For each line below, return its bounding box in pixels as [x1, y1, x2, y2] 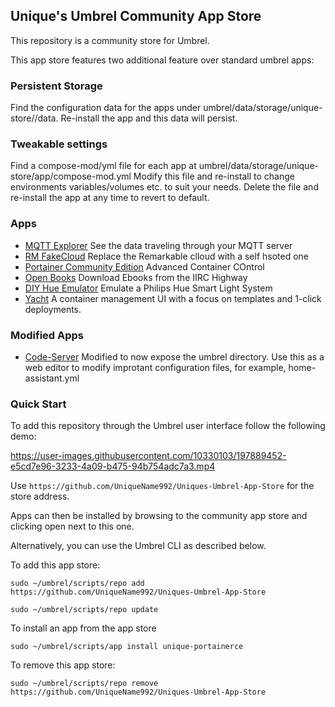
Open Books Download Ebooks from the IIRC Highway [24, 271, 248, 283]
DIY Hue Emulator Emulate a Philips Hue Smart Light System [24, 282, 273, 294]
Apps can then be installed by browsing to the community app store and [10, 510, 308, 522]
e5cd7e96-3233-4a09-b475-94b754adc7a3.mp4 [10, 460, 216, 473]
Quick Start [10, 397, 67, 411]
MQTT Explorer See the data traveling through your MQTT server [24, 239, 293, 251]
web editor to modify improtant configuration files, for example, [24, 362, 287, 373]
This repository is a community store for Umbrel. [10, 34, 210, 46]
